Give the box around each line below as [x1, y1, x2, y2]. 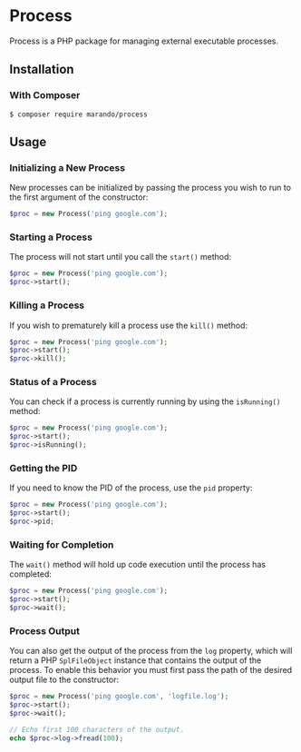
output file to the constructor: [9, 674, 120, 686]
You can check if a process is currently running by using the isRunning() [9, 396, 281, 407]
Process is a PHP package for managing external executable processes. [9, 35, 279, 46]
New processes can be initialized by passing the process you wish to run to [9, 183, 292, 193]
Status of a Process [9, 376, 97, 389]
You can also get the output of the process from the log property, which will [9, 646, 293, 657]
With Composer [9, 89, 81, 102]
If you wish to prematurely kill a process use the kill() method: [9, 320, 248, 331]
